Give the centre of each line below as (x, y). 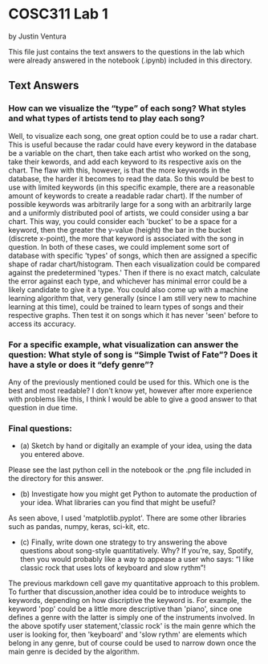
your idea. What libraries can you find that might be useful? (118, 503)
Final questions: (40, 428)
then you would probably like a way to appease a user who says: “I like (137, 560)
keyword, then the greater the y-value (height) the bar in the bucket (120, 230)
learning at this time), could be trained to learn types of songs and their (126, 307)
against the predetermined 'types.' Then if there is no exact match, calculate (134, 272)
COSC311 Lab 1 (58, 14)
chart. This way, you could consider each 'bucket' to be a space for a (123, 221)
